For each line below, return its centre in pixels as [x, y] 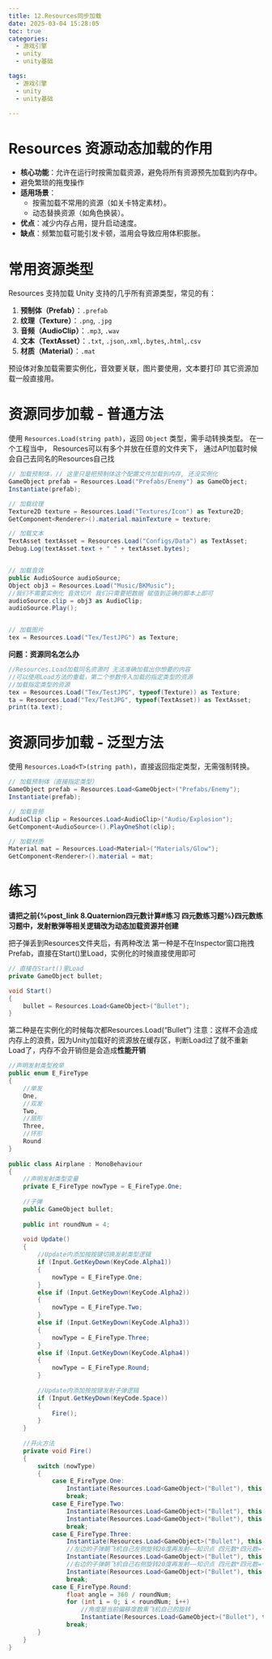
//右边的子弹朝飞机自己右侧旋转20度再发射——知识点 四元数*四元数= [164, 1565]
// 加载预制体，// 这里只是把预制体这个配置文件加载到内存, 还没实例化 [113, 474]
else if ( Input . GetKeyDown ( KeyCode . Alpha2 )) [114, 1293]
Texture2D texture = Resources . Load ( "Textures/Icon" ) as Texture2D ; [126, 511]
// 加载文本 [26, 534]
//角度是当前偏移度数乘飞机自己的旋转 [136, 1609]
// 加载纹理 [26, 504]
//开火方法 [39, 1444]
